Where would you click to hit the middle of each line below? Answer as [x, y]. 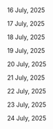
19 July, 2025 [26, 51]
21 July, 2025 [26, 77]
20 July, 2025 [27, 64]
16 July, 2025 [26, 10]
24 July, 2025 [27, 118]
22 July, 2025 [27, 91]
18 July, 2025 [26, 37]
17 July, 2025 [26, 23]
